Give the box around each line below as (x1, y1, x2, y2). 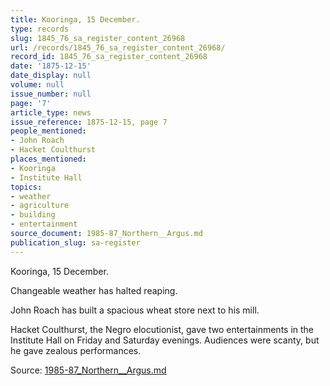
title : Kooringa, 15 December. (10, 14, 141, 25)
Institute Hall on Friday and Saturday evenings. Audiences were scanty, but (10, 334, 320, 346)
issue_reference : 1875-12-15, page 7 (10, 117, 168, 127)
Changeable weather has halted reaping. (10, 284, 178, 296)
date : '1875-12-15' (10, 61, 92, 71)
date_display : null (10, 71, 92, 81)
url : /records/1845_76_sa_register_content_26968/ (10, 42, 226, 53)
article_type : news (10, 107, 92, 118)
